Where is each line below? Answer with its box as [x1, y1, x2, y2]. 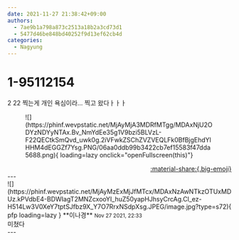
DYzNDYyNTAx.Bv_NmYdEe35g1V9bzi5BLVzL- [25, 127, 162, 136]
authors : [7, 17, 33, 24]
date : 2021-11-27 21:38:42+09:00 [7, 10, 107, 18]
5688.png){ [25, 150, 59, 159]
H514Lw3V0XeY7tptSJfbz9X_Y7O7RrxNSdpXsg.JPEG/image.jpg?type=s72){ [7, 202, 232, 211]
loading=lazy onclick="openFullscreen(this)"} [60, 150, 193, 159]
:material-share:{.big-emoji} [150, 165, 232, 173]
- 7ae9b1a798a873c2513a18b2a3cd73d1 [14, 24, 122, 31]
